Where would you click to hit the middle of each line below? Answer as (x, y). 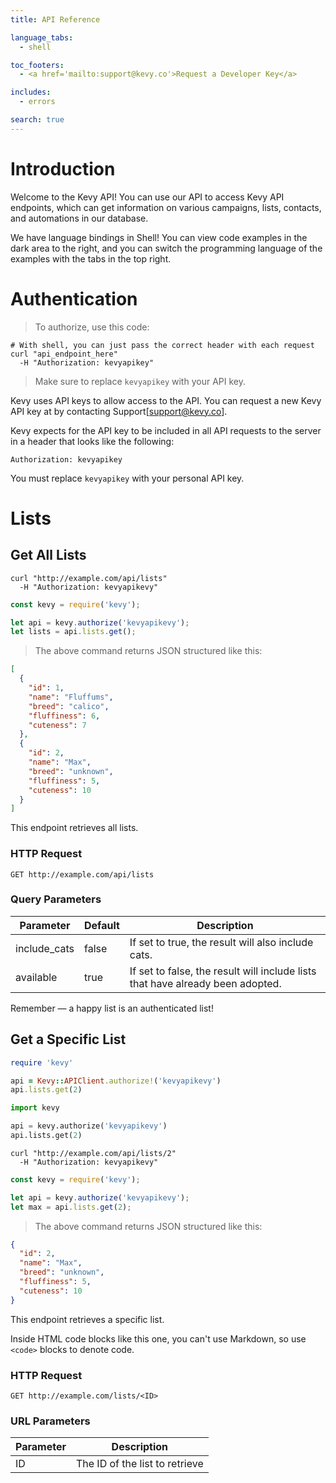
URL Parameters (50, 1421)
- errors (37, 102)
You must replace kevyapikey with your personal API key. (127, 478)
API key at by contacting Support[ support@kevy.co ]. (119, 411)
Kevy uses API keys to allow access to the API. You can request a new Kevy (166, 400)
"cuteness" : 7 (57, 725)
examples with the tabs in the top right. (91, 258)
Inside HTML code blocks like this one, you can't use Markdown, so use (158, 1338)
